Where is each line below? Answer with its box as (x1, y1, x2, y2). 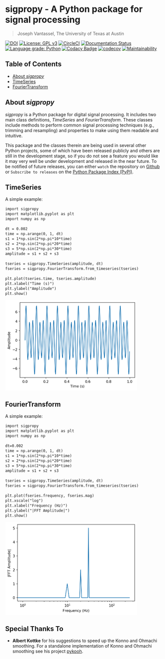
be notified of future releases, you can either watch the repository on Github (5, 163, 160, 169)
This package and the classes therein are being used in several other (5, 142, 147, 148)
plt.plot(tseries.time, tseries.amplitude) (5, 276, 97, 281)
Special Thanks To (5, 624, 64, 633)
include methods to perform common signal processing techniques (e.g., (5, 122, 155, 128)
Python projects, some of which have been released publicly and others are (5, 147, 160, 153)
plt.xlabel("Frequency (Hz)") (5, 503, 68, 509)
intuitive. (5, 132, 23, 138)
